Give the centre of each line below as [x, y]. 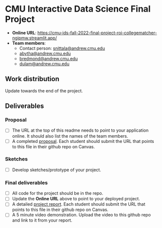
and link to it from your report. [42, 220]
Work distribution [32, 79]
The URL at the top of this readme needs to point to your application [80, 130]
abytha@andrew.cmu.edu [45, 53]
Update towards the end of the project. [44, 90]
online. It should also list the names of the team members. [70, 136]
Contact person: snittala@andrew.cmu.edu [62, 48]
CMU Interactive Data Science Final [78, 9]
